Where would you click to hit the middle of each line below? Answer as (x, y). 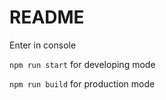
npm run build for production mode (82, 83)
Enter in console (43, 45)
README (47, 17)
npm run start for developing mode (82, 64)
